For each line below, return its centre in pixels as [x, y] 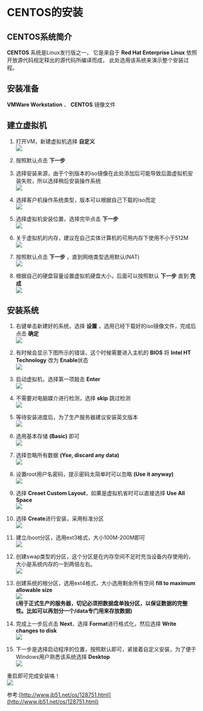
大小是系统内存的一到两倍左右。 [55, 564]
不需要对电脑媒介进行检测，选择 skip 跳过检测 [73, 398]
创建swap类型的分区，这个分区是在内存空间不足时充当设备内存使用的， [105, 557]
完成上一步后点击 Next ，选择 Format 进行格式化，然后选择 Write [96, 624]
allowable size [34, 590]
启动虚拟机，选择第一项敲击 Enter [58, 379]
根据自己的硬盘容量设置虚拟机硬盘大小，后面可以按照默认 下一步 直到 [102, 276]
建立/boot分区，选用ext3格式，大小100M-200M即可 [80, 538]
